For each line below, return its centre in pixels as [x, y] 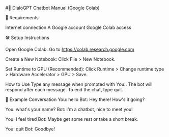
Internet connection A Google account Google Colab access [68, 27]
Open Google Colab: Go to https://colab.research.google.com [70, 49]
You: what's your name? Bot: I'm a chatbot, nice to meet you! [69, 109]
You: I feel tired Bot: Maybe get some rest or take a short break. [72, 119]
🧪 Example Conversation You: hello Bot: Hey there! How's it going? [75, 99]
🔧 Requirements [22, 18]
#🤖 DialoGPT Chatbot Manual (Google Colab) [52, 8]
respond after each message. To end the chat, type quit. [64, 90]
